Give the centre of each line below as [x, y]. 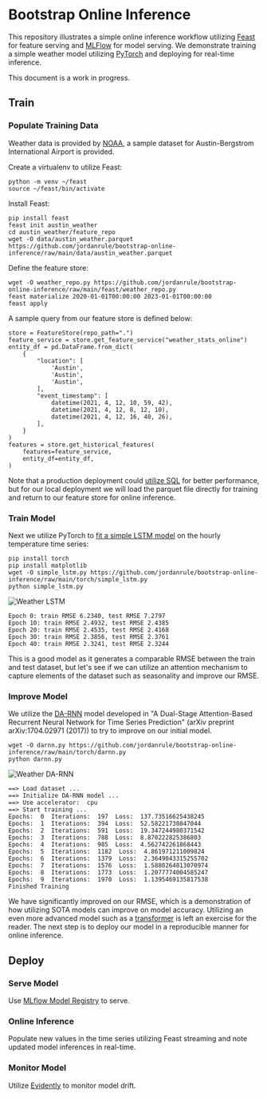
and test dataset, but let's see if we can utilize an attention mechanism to [128, 667]
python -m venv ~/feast [48, 181]
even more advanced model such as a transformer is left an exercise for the [133, 918]
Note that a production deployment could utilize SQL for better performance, [134, 480]
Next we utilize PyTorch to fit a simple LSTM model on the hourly [115, 535]
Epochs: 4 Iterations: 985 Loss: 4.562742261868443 [105, 845]
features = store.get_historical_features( [82, 445]
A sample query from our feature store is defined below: [100, 318]
